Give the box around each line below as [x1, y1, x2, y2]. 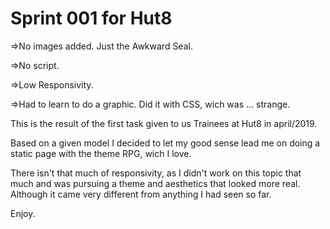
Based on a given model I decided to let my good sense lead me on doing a [10, 137, 321, 149]
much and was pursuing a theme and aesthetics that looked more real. [10, 177, 301, 189]
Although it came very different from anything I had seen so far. [10, 188, 272, 200]
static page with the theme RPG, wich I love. [10, 147, 192, 159]
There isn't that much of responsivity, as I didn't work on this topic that [10, 167, 302, 179]
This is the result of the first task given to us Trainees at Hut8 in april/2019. [10, 117, 318, 129]
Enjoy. [10, 207, 36, 219]
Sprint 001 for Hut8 [10, 7, 173, 30]
